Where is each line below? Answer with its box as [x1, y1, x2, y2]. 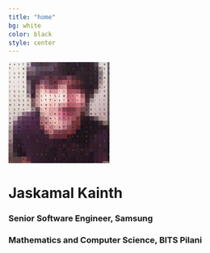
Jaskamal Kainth [8, 184, 123, 202]
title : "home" [8, 13, 57, 21]
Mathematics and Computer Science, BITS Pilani [8, 234, 203, 246]
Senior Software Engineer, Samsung [8, 213, 153, 224]
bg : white [8, 21, 42, 30]
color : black [8, 30, 52, 38]
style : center [8, 39, 57, 47]
